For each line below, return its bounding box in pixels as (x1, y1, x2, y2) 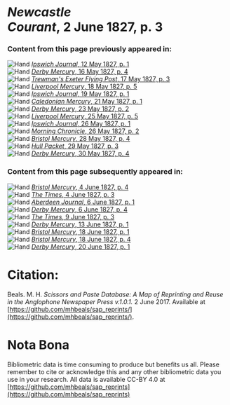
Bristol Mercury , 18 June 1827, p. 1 (31, 227, 130, 235)
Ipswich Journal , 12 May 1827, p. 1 (31, 60, 130, 69)
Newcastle (7, 4, 72, 20)
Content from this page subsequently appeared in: (7, 167, 184, 177)
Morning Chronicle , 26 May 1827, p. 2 (31, 127, 140, 135)
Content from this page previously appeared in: (7, 44, 172, 54)
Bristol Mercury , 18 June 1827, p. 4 (31, 235, 131, 243)
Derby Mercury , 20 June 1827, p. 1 (31, 242, 130, 251)
